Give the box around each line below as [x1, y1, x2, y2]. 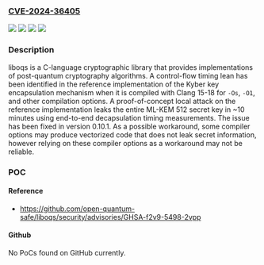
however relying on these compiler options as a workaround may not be [8, 138, 243, 148]
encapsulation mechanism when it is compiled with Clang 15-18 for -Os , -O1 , [8, 87, 255, 97]
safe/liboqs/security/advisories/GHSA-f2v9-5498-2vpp [19, 212, 201, 221]
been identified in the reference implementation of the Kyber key [8, 79, 220, 89]
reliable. [8, 147, 35, 156]
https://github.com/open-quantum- [19, 204, 136, 213]
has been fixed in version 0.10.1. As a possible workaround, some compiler [8, 121, 251, 131]
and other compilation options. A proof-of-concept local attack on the [8, 96, 236, 106]
